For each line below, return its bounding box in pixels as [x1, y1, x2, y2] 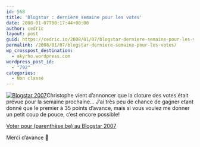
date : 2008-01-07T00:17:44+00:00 [6, 20, 89, 26]
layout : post [6, 31, 39, 37]
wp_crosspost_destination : [6, 48, 73, 54]
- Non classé [11, 75, 44, 81]
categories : [6, 70, 36, 76]
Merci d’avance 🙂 [6, 134, 49, 141]
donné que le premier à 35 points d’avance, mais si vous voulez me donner [6, 105, 190, 112]
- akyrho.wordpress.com [11, 53, 70, 59]
